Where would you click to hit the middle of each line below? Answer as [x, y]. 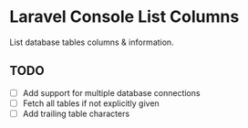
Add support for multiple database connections [111, 92]
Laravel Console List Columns [124, 17]
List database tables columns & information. [92, 42]
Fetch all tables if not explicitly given [91, 103]
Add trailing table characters [76, 113]
